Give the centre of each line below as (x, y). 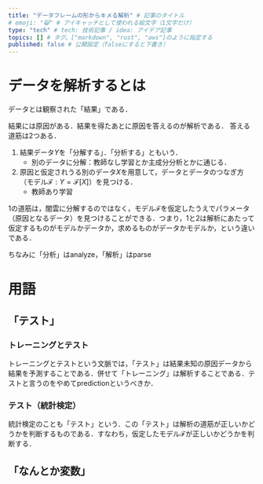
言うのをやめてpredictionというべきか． (93, 383)
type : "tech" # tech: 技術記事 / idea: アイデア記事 (90, 30)
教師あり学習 (52, 192)
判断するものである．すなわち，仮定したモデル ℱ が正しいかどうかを (138, 434)
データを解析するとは (77, 86)
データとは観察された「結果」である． (70, 109)
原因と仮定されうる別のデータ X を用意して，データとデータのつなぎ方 (131, 172)
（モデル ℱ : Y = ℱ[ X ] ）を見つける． (78, 182)
